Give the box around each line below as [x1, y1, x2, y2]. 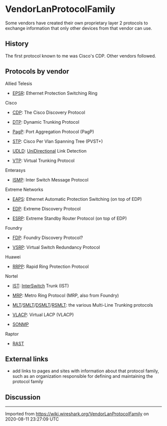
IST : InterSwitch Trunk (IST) [12, 282, 69, 289]
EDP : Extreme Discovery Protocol [12, 205, 81, 212]
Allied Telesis [5, 81, 32, 86]
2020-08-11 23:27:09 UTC [5, 416, 59, 422]
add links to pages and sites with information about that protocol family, [12, 368, 159, 374]
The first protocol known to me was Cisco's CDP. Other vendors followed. [5, 53, 157, 59]
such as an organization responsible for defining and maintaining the [12, 373, 153, 379]
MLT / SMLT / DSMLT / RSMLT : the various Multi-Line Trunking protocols [12, 302, 153, 308]
